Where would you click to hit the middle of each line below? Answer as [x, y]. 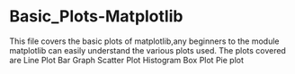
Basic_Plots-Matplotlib [96, 16]
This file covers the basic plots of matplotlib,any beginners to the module [145, 41]
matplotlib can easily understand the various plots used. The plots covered [147, 50]
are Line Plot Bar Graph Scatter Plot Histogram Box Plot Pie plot [127, 60]
